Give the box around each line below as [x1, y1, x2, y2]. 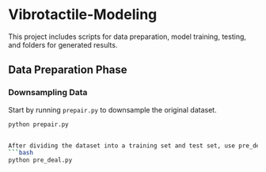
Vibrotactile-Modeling [8, 6, 158, 24]
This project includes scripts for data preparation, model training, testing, [8, 32, 247, 41]
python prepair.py [8, 120, 69, 128]
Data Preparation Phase [8, 63, 128, 77]
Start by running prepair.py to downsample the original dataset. [8, 105, 217, 114]
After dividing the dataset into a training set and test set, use [8, 141, 236, 150]
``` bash [8, 149, 34, 157]
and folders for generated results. [8, 40, 118, 49]
